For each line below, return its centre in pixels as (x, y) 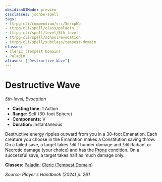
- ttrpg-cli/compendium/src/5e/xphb (43, 24)
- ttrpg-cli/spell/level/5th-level (42, 33)
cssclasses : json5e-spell (32, 14)
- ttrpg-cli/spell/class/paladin (40, 28)
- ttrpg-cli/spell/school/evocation (43, 38)
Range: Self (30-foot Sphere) (42, 114)
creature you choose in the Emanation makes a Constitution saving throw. (80, 139)
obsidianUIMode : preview (31, 10)
